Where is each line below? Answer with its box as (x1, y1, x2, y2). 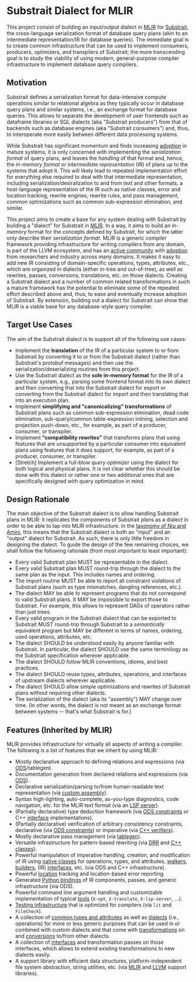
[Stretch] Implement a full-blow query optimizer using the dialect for (15, 459, 179, 466)
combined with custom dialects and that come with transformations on (15, 926, 185, 933)
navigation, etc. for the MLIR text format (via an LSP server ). (15, 802, 160, 809)
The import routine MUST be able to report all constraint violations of (15, 577, 181, 584)
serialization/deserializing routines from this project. (15, 365, 141, 373)
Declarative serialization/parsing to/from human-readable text (15, 783, 164, 790)
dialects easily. (15, 951, 51, 959)
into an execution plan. (15, 397, 70, 404)
